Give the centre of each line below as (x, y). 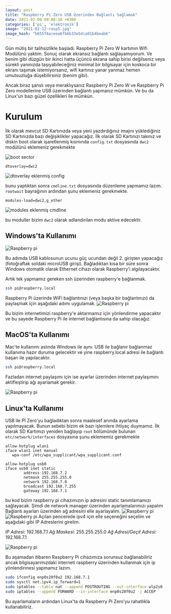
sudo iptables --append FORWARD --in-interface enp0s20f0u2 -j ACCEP (81, 592)
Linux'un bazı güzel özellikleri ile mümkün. (50, 96)
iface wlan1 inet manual (32, 451)
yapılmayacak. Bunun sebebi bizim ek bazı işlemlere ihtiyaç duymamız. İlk (82, 426)
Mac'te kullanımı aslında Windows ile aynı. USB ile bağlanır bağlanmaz (79, 347)
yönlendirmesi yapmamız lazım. (38, 568)
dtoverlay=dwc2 (21, 166)
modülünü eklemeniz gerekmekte (40, 147)
